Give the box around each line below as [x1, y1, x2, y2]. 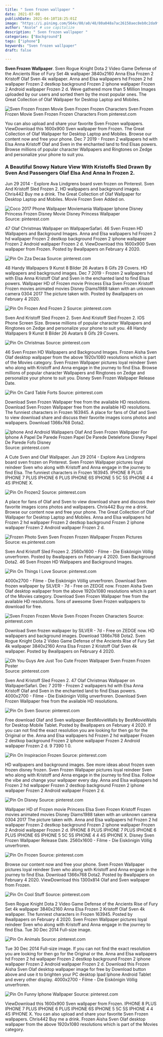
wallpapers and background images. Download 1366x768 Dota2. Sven [5, 633, 146, 639]
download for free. [5, 604, 42, 609]
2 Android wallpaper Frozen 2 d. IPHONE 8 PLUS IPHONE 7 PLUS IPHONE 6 [5, 827, 157, 833]
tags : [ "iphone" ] [5, 39, 40, 44]
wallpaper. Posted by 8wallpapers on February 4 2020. [5, 648, 115, 654]
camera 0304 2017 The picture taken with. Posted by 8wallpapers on [5, 290, 143, 297]
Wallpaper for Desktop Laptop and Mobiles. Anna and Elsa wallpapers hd [5, 514, 151, 520]
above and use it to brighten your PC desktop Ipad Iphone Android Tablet [5, 971, 151, 977]
